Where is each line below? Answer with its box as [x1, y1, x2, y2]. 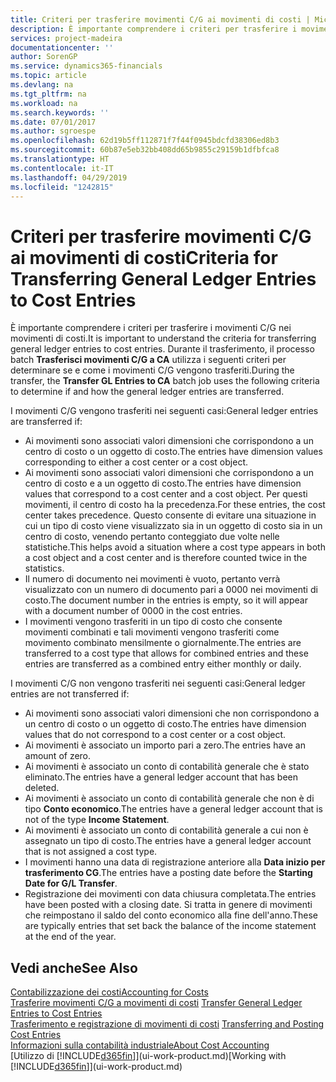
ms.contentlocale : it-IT [10, 163, 114, 173]
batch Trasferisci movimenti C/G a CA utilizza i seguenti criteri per [10, 354, 287, 366]
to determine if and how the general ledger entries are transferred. [10, 386, 285, 398]
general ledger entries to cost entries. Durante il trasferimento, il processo [10, 343, 315, 355]
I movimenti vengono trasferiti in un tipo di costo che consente [24, 616, 283, 628]
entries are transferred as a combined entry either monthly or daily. [24, 658, 302, 670]
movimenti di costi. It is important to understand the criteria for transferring [10, 332, 317, 345]
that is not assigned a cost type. [24, 846, 158, 858]
